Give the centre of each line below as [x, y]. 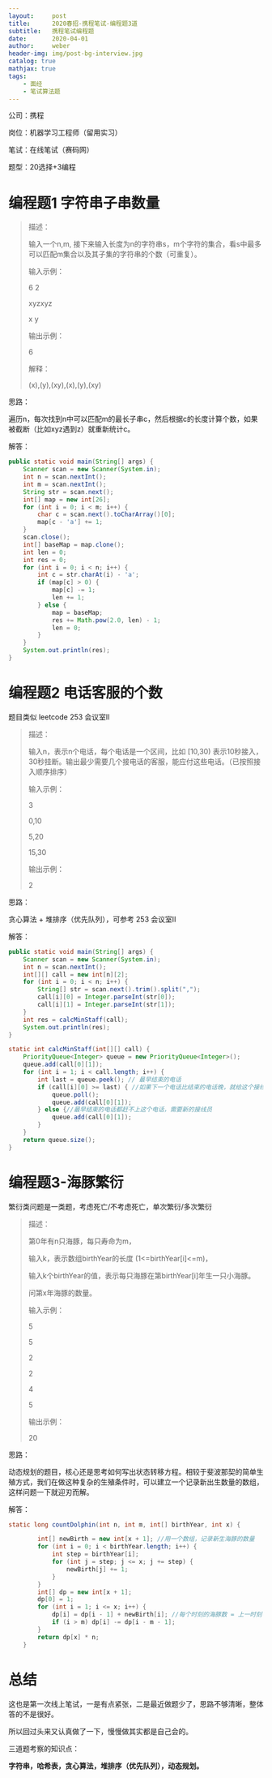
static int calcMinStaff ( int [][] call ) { [79, 1050]
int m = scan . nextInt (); [65, 484]
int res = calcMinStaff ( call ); [76, 1020]
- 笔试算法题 [42, 91]
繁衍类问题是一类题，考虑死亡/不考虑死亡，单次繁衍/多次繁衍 [110, 1206]
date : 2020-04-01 [49, 39]
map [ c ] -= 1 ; [73, 590]
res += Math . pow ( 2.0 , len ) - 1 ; [106, 620]
